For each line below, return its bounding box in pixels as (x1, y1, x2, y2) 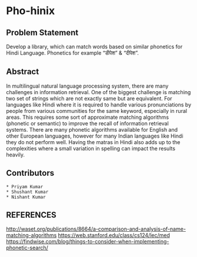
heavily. (6, 151, 25, 158)
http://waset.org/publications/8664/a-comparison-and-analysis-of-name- (6, 225, 186, 233)
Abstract (6, 66, 39, 77)
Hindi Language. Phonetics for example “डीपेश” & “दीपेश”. (6, 49, 139, 56)
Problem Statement (6, 28, 79, 38)
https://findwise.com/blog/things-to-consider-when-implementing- (6, 238, 169, 245)
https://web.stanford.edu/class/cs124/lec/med (58, 232, 171, 239)
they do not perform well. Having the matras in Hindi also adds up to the (6, 138, 181, 145)
